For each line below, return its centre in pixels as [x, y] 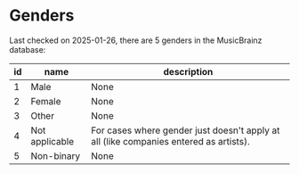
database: [28, 49]
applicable [53, 141]
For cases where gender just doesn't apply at [186, 130]
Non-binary [56, 155]
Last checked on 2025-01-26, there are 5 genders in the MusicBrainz [136, 40]
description [188, 71]
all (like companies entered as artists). [171, 141]
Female [46, 101]
